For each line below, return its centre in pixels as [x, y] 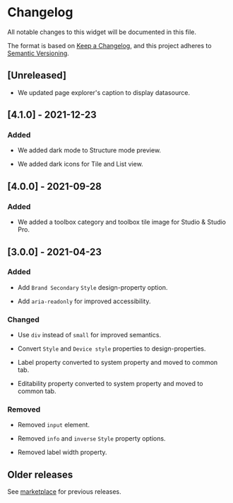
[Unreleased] [37, 75]
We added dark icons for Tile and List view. [80, 164]
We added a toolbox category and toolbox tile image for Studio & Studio [122, 222]
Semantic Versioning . [38, 53]
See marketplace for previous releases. [64, 492]
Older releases [40, 474]
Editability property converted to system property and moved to [110, 384]
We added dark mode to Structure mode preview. [89, 150]
